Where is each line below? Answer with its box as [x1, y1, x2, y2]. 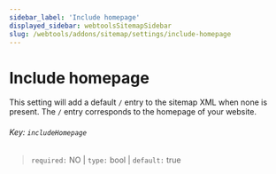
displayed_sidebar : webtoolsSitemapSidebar [9, 21, 172, 30]
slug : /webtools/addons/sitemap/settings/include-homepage [9, 29, 232, 38]
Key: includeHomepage [9, 126, 87, 138]
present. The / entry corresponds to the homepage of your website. [9, 107, 257, 117]
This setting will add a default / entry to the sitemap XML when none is [9, 97, 268, 107]
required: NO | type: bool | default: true [30, 154, 181, 165]
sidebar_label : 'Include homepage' [9, 12, 141, 22]
